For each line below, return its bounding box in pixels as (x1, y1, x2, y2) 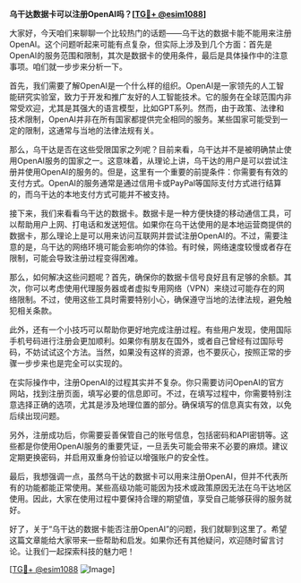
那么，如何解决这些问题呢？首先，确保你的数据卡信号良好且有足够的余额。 (9, 272, 284, 282)
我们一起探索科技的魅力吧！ (32, 546, 135, 556)
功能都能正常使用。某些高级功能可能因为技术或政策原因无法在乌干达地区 (24, 483, 292, 493)
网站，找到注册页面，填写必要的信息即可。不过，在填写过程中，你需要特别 (9, 389, 284, 399)
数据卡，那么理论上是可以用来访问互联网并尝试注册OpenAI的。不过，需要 (9, 230, 280, 241)
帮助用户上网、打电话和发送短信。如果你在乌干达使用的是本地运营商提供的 (16, 219, 292, 229)
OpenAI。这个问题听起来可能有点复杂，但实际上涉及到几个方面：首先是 (9, 39, 273, 49)
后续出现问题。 (9, 411, 64, 421)
